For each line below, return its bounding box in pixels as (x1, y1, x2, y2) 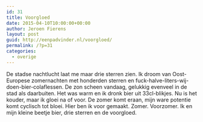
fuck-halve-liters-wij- (135, 77, 189, 84)
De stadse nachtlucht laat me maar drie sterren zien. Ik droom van (6, 70, 171, 77)
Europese (6, 77, 30, 84)
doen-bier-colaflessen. (6, 83, 64, 91)
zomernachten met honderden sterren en (31, 77, 135, 84)
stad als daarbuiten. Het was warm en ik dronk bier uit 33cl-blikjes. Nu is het (6, 89, 197, 97)
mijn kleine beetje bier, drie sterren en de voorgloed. (6, 109, 137, 116)
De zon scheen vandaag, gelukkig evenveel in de (64, 83, 187, 91)
